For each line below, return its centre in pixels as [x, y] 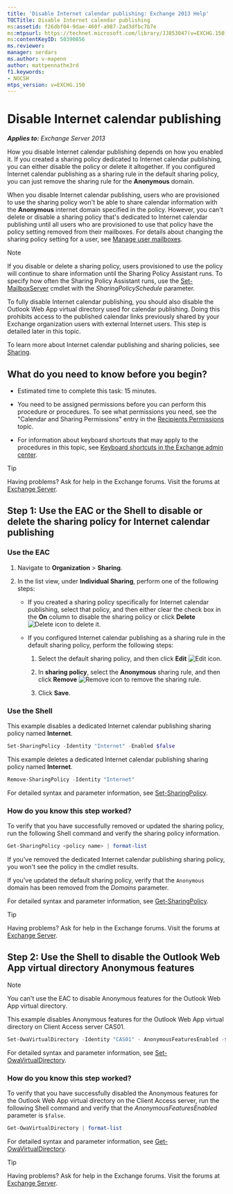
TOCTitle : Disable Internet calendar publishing [79, 20]
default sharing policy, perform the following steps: [101, 645]
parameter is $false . [36, 1115]
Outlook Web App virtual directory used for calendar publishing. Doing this [114, 309]
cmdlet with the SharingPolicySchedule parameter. [123, 289]
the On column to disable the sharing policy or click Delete [111, 617]
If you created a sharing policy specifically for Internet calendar [118, 602]
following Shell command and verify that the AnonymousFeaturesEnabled [112, 1108]
